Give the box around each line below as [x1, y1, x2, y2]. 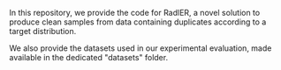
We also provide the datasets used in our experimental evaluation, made [9, 43, 272, 53]
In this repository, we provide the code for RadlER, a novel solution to [9, 8, 261, 17]
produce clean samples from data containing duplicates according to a [9, 17, 267, 27]
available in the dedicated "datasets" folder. [9, 52, 169, 62]
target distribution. [9, 26, 77, 36]
